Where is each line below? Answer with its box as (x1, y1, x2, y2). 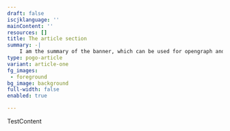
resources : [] (7, 29, 48, 36)
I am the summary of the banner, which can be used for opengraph (19, 48, 213, 55)
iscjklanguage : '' (7, 16, 60, 23)
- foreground (10, 73, 48, 81)
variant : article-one (7, 61, 69, 68)
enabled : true (7, 93, 48, 100)
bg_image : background (7, 80, 69, 87)
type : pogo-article (7, 55, 63, 61)
